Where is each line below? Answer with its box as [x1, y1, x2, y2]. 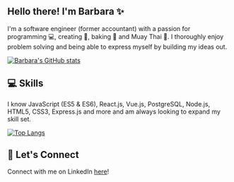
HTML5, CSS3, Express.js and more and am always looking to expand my [7, 107, 221, 116]
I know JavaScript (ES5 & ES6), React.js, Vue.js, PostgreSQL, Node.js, [7, 99, 211, 108]
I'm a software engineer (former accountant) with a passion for [7, 24, 191, 32]
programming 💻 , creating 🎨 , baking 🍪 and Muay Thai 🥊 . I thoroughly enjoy [7, 32, 224, 41]
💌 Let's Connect [7, 149, 79, 161]
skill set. [7, 114, 32, 123]
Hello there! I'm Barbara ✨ [7, 6, 124, 18]
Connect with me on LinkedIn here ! [7, 167, 110, 176]
